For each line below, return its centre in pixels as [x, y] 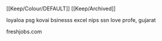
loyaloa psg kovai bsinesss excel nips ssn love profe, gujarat [81, 20]
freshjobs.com [24, 31]
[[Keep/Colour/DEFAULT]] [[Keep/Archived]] [61, 9]
